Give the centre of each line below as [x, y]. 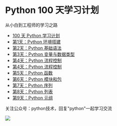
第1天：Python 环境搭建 [36, 42]
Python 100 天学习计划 [52, 10]
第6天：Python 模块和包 [37, 79]
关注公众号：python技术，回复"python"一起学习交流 [58, 108]
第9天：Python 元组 [33, 98]
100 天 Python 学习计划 [36, 35]
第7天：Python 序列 [33, 85]
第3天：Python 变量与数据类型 [43, 54]
